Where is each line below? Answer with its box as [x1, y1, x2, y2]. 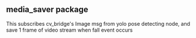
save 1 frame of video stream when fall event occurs [6, 26, 133, 33]
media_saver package [6, 5, 88, 15]
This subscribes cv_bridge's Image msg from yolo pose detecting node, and [6, 20, 190, 27]
